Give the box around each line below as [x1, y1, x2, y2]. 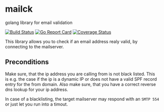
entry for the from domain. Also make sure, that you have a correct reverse [5, 81, 156, 87]
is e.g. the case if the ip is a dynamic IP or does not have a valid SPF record [5, 76, 157, 82]
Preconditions [5, 58, 49, 67]
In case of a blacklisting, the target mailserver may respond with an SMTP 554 [5, 96, 159, 102]
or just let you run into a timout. [5, 101, 68, 107]
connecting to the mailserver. [5, 44, 64, 49]
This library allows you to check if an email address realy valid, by [5, 38, 138, 45]
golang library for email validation [5, 20, 72, 25]
